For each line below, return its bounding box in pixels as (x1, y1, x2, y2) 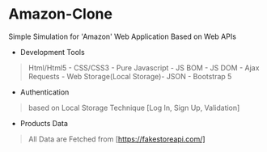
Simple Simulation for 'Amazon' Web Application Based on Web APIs (8, 32, 237, 41)
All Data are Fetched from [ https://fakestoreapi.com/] (28, 134, 206, 144)
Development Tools (19, 47, 85, 57)
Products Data (19, 118, 69, 128)
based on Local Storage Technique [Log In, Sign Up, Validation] (28, 103, 240, 112)
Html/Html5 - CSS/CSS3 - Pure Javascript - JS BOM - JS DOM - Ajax (28, 62, 260, 73)
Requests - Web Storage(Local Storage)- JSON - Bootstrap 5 (28, 71, 232, 81)
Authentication (19, 87, 70, 97)
